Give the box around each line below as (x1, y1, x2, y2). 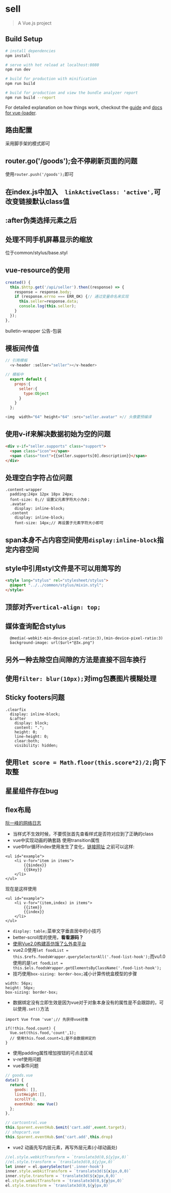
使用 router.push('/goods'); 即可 (5, 171, 74, 177)
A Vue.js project (17, 20, 52, 26)
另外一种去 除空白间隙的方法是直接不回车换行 (5, 655, 146, 664)
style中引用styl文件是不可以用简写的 (5, 564, 121, 573)
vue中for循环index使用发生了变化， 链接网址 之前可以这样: (12, 844, 135, 850)
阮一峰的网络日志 (5, 820, 41, 826)
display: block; (14, 720, 50, 726)
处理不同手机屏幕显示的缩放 (5, 235, 93, 244)
